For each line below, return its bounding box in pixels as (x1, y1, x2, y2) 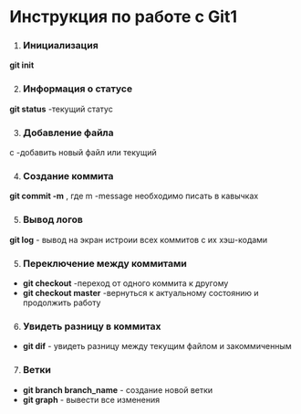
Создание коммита (22, 170, 114, 182)
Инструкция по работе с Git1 (9, 6, 237, 27)
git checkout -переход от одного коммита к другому (22, 277, 229, 289)
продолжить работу (22, 297, 101, 308)
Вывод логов (22, 213, 84, 226)
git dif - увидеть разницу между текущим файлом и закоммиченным (22, 341, 292, 352)
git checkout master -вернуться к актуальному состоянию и (22, 287, 259, 298)
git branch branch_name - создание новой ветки (22, 384, 213, 395)
